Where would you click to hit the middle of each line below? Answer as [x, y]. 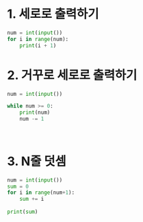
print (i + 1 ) [38, 45]
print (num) [35, 113]
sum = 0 [18, 186]
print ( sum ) [23, 212]
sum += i [32, 199]
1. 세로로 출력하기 [53, 14]
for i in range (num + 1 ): [41, 193]
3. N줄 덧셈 [37, 161]
